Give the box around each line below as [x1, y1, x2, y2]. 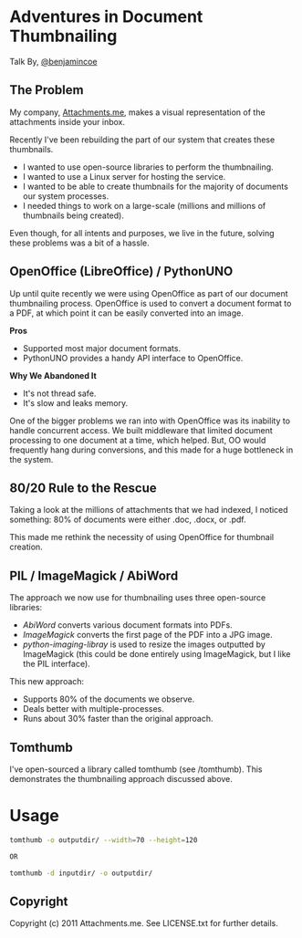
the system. [9, 453, 54, 464]
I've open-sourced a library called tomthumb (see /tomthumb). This [9, 764, 263, 775]
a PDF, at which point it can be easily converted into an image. [9, 307, 245, 318]
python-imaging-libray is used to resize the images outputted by [22, 639, 266, 650]
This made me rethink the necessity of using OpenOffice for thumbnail [9, 532, 275, 543]
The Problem [9, 82, 84, 98]
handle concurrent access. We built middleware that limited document [9, 424, 274, 435]
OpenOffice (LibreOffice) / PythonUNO [9, 264, 234, 279]
